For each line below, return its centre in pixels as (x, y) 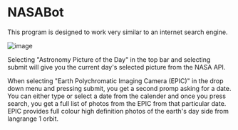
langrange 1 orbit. (33, 119)
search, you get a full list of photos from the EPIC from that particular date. (117, 103)
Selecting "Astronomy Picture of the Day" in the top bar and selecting (109, 59)
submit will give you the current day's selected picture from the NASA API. (117, 67)
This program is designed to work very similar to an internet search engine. (118, 32)
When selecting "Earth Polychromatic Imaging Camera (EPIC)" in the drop (115, 81)
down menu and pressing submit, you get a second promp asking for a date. (119, 88)
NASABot (36, 12)
